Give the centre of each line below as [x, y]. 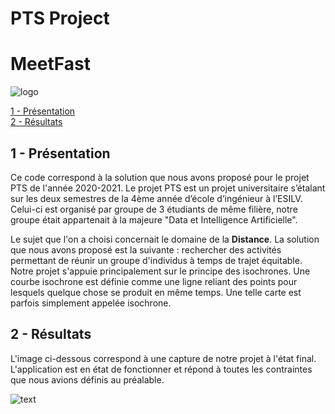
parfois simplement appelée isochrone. [91, 303]
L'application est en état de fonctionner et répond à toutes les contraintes [161, 369]
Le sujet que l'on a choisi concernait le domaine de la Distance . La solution [165, 239]
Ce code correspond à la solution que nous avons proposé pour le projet [160, 177]
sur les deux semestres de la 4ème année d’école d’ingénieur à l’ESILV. [156, 198]
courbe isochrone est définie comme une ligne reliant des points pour [154, 281]
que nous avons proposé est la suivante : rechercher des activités [146, 249]
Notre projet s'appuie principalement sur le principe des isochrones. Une [160, 271]
